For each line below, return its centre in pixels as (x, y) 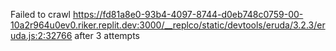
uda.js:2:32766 (41, 35)
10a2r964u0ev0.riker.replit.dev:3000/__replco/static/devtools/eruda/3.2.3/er (168, 25)
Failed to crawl (40, 14)
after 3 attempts (107, 35)
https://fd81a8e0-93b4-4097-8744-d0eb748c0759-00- (188, 14)
